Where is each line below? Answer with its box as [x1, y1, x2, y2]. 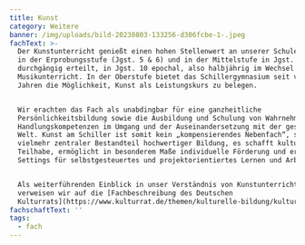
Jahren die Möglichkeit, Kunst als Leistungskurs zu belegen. [17, 81, 258, 90]
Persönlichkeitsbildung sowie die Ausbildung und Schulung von [17, 113, 261, 122]
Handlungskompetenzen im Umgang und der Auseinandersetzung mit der [17, 122, 282, 132]
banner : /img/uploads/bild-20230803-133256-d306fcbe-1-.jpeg [9, 30, 246, 39]
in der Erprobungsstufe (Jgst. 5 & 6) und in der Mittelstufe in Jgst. [17, 55, 295, 64]
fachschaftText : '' [9, 205, 84, 214]
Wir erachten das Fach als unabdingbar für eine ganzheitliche [17, 105, 261, 114]
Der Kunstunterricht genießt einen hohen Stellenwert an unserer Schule [17, 47, 299, 56]
